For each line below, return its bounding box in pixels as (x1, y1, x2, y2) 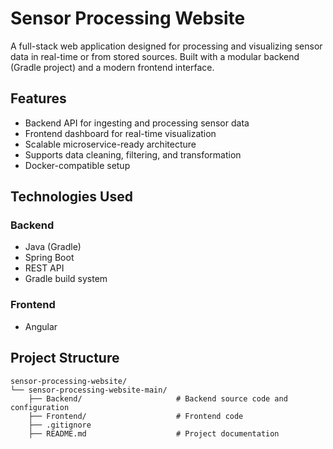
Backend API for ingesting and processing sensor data (24, 117, 250, 129)
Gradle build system (24, 273, 108, 285)
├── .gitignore (28, 420, 92, 430)
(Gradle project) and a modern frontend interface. (10, 61, 215, 73)
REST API (24, 262, 65, 274)
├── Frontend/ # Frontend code (28, 411, 244, 421)
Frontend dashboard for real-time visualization (24, 127, 217, 139)
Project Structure (10, 350, 120, 367)
